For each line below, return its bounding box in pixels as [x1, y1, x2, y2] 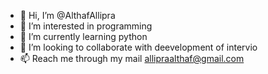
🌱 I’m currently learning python [19, 31, 148, 42]
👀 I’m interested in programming [19, 20, 153, 32]
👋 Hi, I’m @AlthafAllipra [19, 10, 116, 21]
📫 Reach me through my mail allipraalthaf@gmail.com [19, 53, 245, 64]
